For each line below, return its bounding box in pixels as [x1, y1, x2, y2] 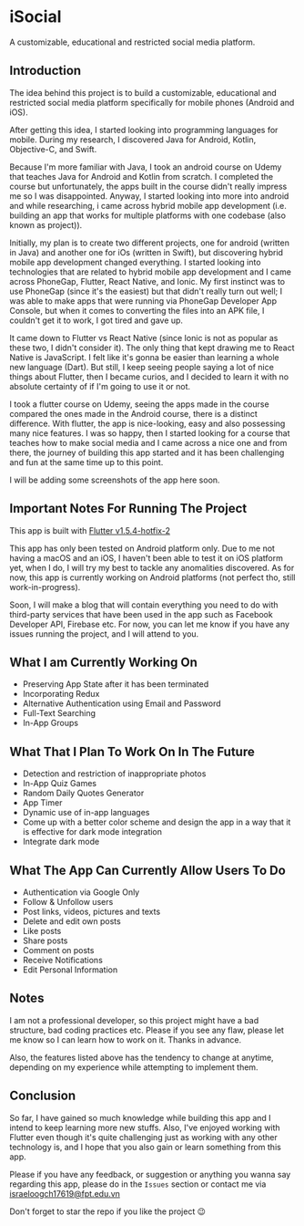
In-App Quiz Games [22, 778, 97, 789]
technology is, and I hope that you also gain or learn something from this [9, 1141, 282, 1152]
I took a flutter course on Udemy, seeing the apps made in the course [9, 399, 270, 410]
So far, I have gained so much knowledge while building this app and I [9, 1112, 271, 1123]
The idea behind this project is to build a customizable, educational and [9, 87, 278, 98]
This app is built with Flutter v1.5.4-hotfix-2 [9, 525, 171, 535]
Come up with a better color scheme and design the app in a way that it [22, 816, 291, 827]
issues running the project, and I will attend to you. [9, 628, 199, 639]
